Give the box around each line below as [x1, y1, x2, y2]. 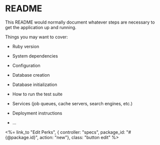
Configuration [12, 62, 40, 68]
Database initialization [12, 82, 58, 87]
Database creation [12, 72, 50, 78]
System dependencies [12, 53, 58, 59]
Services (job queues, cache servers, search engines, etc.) [12, 100, 133, 106]
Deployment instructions [12, 110, 63, 116]
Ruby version [12, 43, 40, 49]
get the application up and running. [5, 24, 77, 30]
